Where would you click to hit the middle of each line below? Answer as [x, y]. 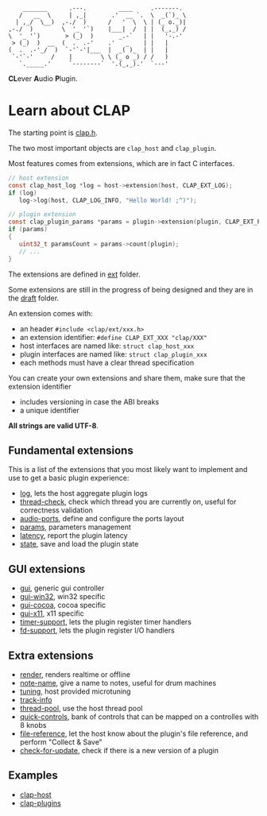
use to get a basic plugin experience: [69, 478]
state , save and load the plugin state [79, 544]
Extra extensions [51, 655]
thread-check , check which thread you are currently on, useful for [128, 502]
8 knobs [33, 725]
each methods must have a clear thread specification [107, 362]
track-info [36, 700]
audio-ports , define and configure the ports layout [102, 519]
